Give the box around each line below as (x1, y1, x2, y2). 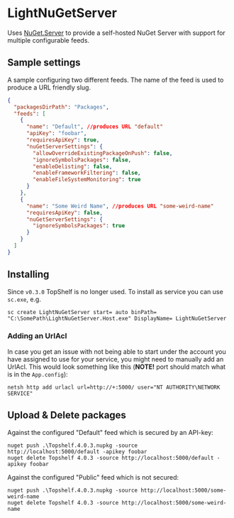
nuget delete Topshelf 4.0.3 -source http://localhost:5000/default (7, 454, 214, 461)
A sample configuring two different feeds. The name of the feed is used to (7, 75, 224, 84)
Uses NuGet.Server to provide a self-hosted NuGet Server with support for (7, 28, 225, 37)
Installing (7, 269, 50, 281)
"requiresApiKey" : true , (26, 136, 100, 144)
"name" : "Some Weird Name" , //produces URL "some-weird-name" (26, 203, 214, 210)
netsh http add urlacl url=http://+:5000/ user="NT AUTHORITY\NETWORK (7, 384, 221, 391)
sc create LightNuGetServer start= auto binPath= (7, 308, 157, 315)
